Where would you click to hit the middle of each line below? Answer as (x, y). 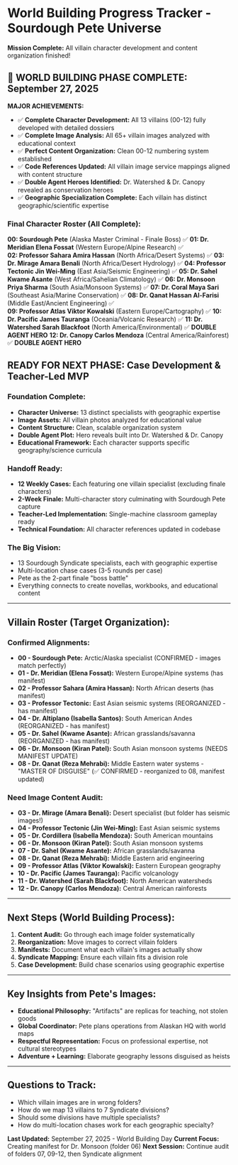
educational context (47, 143)
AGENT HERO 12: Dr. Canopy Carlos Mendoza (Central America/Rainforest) (118, 335)
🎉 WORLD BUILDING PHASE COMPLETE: (97, 78)
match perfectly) (42, 666)
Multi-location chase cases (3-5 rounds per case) (90, 570)
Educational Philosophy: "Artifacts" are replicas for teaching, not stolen (123, 1011)
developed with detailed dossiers (66, 128)
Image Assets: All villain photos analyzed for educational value (109, 420)
